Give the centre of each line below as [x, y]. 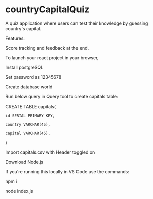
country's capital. [23, 28]
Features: [15, 38]
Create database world [29, 87]
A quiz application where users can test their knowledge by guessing [77, 23]
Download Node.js [24, 162]
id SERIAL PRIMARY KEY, [30, 116]
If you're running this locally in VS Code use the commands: [67, 171]
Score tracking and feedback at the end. [47, 48]
